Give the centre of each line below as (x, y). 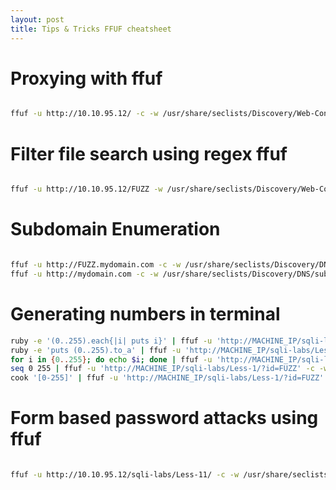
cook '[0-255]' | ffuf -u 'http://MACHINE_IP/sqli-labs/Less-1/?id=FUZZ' (167, 378)
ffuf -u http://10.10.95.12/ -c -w (84, 114)
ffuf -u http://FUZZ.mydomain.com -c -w (96, 265)
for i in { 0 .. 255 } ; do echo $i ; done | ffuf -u (111, 359)
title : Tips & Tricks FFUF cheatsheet (91, 29)
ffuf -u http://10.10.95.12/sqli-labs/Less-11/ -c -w (125, 475)
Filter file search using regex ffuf (149, 153)
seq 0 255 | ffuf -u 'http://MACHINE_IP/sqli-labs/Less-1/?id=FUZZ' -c (162, 369)
